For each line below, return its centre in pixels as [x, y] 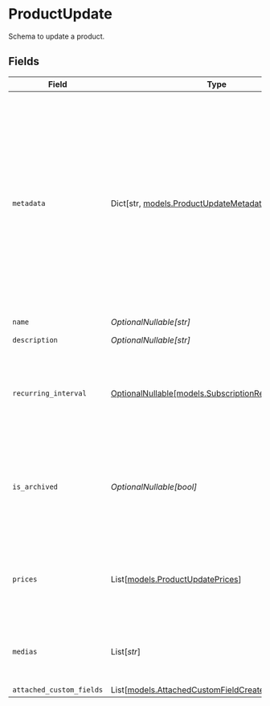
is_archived [35, 486]
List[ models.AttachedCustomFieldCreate [188, 690]
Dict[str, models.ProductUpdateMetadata [189, 203]
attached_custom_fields [58, 690]
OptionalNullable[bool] [154, 486]
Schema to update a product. [57, 36]
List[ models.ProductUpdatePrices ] [176, 579]
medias [25, 651]
